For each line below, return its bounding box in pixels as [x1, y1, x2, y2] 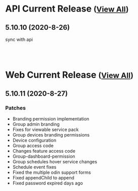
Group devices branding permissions [12, 132, 90, 138]
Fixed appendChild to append [12, 174, 75, 180]
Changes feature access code [12, 148, 76, 154]
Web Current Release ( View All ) [5, 69, 134, 81]
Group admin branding [12, 121, 60, 127]
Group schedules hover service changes [12, 158, 98, 164]
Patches [5, 104, 26, 111]
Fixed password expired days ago [12, 180, 83, 186]
